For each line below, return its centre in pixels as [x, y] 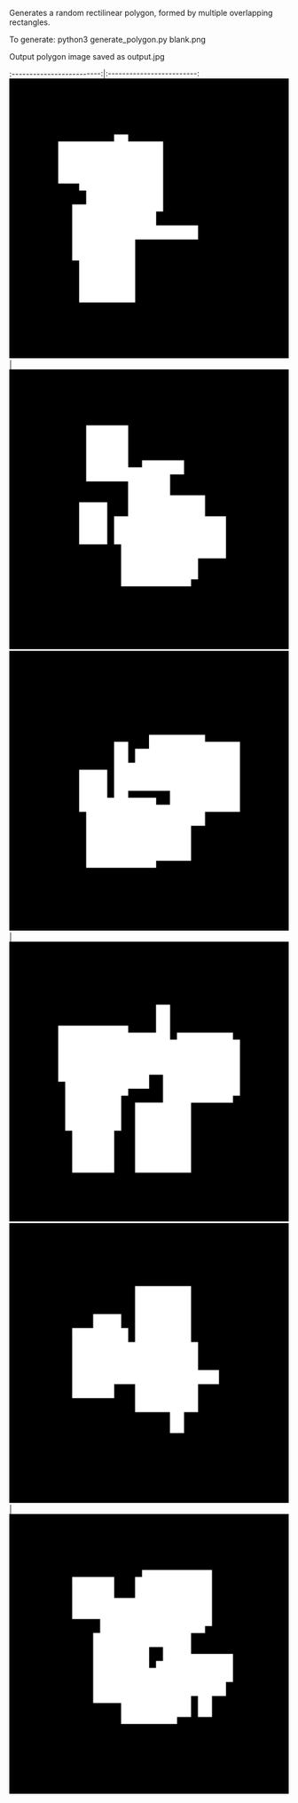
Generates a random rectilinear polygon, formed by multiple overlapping [141, 13]
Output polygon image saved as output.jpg [87, 56]
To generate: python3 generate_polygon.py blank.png [108, 40]
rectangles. [30, 22]
